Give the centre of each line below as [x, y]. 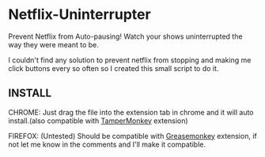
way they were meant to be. [53, 44]
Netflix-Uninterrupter [80, 15]
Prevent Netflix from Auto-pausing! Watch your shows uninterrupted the [125, 36]
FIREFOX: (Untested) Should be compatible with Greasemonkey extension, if [132, 136]
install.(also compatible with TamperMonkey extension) [98, 121]
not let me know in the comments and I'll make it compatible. [107, 144]
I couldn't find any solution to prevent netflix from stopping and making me [130, 60]
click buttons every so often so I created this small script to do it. [114, 68]
